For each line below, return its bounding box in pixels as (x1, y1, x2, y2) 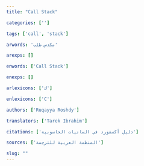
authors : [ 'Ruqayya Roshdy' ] (6, 107, 80, 113)
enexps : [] (6, 74, 34, 80)
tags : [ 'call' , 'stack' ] (6, 31, 69, 37)
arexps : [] (6, 53, 34, 59)
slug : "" (6, 150, 28, 157)
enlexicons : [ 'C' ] (6, 96, 52, 102)
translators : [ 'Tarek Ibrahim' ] (6, 118, 87, 124)
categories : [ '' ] (6, 19, 50, 26)
